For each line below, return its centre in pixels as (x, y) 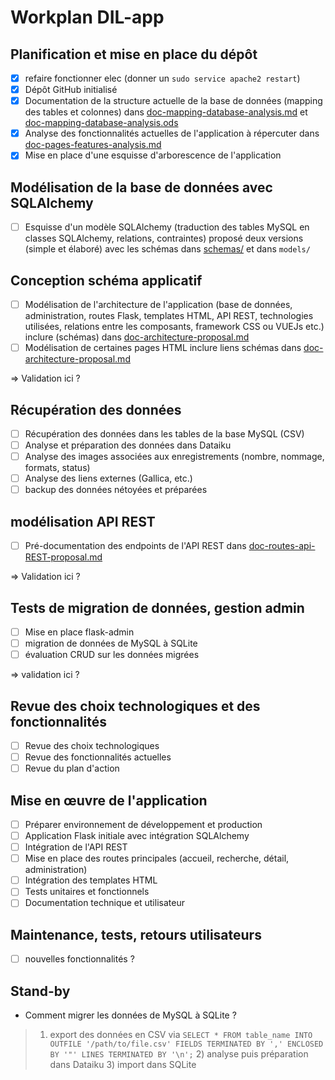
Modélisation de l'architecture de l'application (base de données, (158, 304)
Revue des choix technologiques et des (135, 706)
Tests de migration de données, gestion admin (157, 607)
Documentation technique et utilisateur (104, 903)
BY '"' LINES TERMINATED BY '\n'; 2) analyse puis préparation (179, 1054)
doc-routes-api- (282, 546)
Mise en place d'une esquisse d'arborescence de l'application (153, 155)
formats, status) (57, 468)
